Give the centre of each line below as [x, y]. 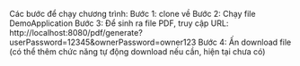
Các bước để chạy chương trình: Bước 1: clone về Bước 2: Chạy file [132, 14]
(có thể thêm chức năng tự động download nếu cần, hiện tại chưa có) [137, 52]
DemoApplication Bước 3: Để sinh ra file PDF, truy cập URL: [119, 23]
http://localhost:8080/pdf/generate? [76, 33]
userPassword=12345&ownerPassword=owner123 [103, 42]
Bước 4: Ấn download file [245, 42]
